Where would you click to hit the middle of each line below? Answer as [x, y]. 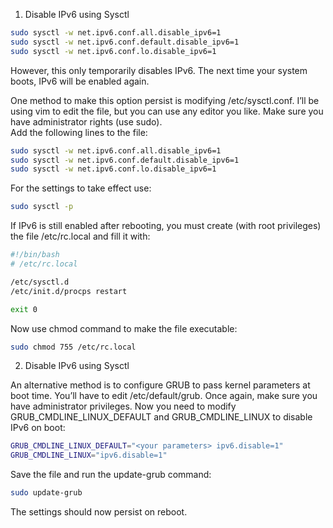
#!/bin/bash [35, 255]
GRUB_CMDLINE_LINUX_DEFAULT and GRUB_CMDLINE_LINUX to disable [161, 417]
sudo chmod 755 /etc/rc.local [73, 347]
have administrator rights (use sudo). [86, 121]
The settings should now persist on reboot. [99, 512]
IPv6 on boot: [38, 428]
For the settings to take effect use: [81, 188]
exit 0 [24, 309]
